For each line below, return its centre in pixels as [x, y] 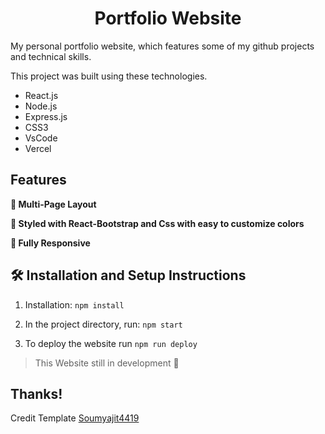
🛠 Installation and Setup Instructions [128, 275]
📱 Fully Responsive [50, 243]
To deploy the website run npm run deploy [111, 343]
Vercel [38, 148]
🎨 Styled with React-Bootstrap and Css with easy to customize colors [157, 223]
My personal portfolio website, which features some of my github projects [162, 46]
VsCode [41, 138]
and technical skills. [51, 56]
